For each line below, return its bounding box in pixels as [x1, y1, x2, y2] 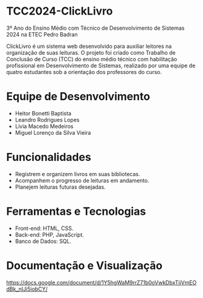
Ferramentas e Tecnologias [6, 205, 146, 218]
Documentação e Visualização [6, 259, 163, 273]
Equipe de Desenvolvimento [6, 90, 150, 104]
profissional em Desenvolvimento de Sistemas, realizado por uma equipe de [6, 62, 196, 69]
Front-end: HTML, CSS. [14, 225, 74, 232]
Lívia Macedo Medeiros [14, 123, 74, 130]
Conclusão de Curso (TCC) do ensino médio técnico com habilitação [6, 55, 177, 63]
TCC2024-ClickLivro [6, 4, 113, 18]
